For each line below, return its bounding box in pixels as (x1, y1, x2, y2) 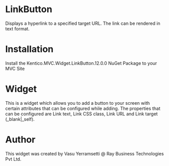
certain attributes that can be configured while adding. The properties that (5, 105, 161, 111)
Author (5, 134, 36, 145)
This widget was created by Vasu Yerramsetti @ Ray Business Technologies (5, 150, 164, 156)
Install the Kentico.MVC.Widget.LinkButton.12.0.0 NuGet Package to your (5, 60, 157, 66)
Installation (5, 44, 54, 55)
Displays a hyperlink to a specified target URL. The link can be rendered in (5, 20, 161, 26)
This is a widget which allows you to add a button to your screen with (5, 100, 150, 106)
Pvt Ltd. (5, 156, 22, 162)
